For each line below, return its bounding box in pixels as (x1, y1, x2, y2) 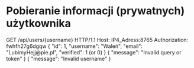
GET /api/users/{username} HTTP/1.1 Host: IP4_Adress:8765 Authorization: (6, 36, 189, 43)
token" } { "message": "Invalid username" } (6, 55, 111, 62)
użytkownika (6, 17, 71, 30)
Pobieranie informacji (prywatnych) (6, 4, 185, 18)
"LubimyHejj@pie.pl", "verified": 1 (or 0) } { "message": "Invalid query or (6, 48, 182, 56)
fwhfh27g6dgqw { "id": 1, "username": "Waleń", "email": (6, 43, 143, 50)
